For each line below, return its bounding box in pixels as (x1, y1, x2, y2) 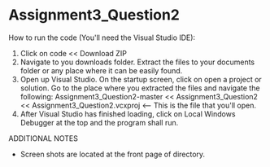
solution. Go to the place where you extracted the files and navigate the (20, 83, 260, 93)
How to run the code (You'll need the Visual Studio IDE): (8, 33, 196, 42)
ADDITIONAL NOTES (8, 133, 79, 143)
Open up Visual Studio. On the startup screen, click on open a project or (20, 74, 262, 84)
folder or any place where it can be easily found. (20, 65, 183, 75)
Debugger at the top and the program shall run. (20, 117, 179, 127)
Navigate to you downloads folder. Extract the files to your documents (20, 57, 255, 67)
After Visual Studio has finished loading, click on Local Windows (20, 108, 236, 119)
